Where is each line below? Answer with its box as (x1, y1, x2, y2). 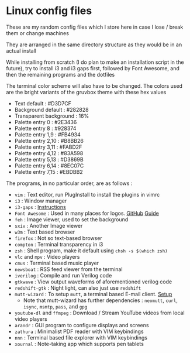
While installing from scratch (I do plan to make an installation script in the (6, 59, 184, 66)
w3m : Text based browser (14, 228, 75, 235)
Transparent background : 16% (14, 112, 89, 119)
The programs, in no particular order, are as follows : (6, 180, 133, 187)
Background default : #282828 (14, 106, 89, 113)
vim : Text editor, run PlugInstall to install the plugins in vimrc (14, 191, 160, 198)
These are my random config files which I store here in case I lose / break (6, 23, 184, 30)
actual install (6, 47, 37, 54)
